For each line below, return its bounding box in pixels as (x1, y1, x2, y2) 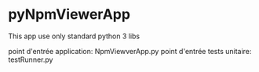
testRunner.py (8, 55, 53, 64)
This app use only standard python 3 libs (8, 31, 140, 41)
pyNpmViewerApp (8, 5, 131, 23)
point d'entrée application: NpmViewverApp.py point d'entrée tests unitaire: (8, 46, 252, 56)
